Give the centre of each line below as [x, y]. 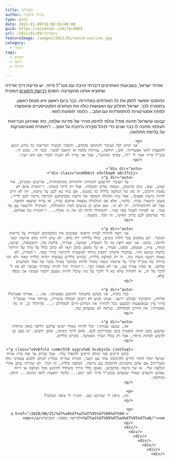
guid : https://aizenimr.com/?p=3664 [44, 29]
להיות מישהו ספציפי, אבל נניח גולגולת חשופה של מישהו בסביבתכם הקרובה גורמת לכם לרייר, [88, 196]
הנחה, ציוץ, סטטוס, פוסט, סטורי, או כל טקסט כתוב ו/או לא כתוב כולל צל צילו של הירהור [87, 248]
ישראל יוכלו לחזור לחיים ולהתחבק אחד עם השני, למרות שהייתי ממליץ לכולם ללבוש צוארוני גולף [85, 359]
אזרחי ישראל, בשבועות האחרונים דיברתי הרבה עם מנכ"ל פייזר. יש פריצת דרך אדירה [84, 85]
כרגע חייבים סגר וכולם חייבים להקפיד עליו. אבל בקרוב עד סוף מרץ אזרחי [67, 354]
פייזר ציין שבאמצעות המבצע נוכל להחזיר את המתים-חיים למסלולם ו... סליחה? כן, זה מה [89, 304]
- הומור [16, 48]
